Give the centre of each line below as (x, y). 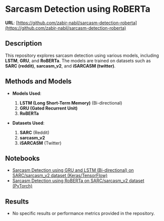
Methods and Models (38, 82)
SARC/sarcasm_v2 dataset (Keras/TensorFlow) (60, 176)
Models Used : (27, 93)
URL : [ (12, 23)
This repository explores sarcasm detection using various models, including (82, 55)
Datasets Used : (28, 123)
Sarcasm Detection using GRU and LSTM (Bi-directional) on (73, 170)
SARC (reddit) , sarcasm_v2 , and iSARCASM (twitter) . (61, 66)
